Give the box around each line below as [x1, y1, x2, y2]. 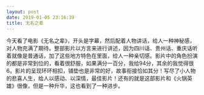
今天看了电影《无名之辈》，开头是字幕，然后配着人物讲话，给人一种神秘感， [6, 37, 195, 44]
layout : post [6, 8, 39, 15]
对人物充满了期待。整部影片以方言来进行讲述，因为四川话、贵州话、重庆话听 [6, 44, 198, 52]
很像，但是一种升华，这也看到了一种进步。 [16, 82, 123, 90]
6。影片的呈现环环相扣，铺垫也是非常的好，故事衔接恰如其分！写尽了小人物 [6, 67, 196, 75]
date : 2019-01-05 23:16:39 [6, 14, 75, 20]
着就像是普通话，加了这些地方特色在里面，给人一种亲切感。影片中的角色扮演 [6, 52, 198, 60]
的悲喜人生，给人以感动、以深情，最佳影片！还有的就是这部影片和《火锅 [6, 75, 187, 82]
